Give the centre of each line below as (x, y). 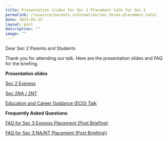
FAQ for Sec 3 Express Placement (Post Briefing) (57, 123)
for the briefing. (22, 64)
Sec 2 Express (21, 83)
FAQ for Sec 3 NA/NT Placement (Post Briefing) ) (57, 133)
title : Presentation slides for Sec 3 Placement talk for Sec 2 (76, 10)
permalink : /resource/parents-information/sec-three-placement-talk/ (81, 15)
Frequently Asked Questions (36, 113)
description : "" (23, 29)
